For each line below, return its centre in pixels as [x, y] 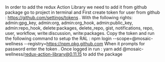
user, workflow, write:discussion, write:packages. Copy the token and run [80, 33]
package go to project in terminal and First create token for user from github [83, 12]
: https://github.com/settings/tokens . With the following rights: [69, 17]
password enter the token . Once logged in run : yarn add [63, 49]
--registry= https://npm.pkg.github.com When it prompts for [84, 44]
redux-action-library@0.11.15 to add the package [73, 54]
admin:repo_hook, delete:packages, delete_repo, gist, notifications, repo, [80, 28]
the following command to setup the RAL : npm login [59, 38]
